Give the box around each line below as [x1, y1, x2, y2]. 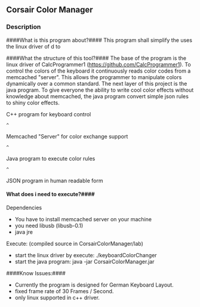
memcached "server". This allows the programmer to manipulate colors [6, 73, 182, 80]
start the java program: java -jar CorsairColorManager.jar [14, 258, 155, 265]
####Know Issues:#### [6, 269, 66, 276]
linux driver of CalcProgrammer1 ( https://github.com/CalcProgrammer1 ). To [6, 61, 191, 68]
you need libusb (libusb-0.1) [14, 222, 84, 229]
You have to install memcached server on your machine [14, 215, 152, 222]
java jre [14, 228, 33, 236]
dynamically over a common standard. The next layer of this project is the [6, 80, 187, 87]
